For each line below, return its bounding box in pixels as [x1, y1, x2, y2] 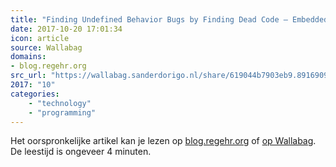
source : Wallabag [10, 42, 83, 53]
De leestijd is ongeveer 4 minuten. [10, 146, 152, 158]
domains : [10, 52, 47, 62]
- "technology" [28, 98, 92, 108]
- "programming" [28, 107, 97, 118]
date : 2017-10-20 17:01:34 [10, 24, 123, 34]
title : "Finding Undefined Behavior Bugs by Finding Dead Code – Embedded [10, 14, 329, 25]
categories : [10, 89, 60, 99]
